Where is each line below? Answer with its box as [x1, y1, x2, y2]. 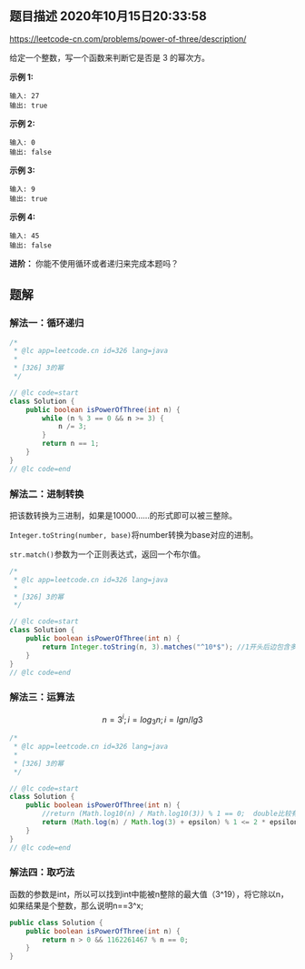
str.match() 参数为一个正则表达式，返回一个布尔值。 [9, 549, 206, 560]
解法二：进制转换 [9, 488, 84, 500]
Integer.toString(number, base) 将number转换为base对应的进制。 [9, 529, 259, 540]
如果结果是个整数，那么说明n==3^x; [9, 900, 143, 911]
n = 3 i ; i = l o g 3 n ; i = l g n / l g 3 [102, 712, 203, 727]
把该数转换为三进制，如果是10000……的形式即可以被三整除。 [9, 510, 238, 520]
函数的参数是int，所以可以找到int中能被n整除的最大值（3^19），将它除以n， [9, 888, 289, 899]
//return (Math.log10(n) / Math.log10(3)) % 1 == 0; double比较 [42, 809, 292, 819]
